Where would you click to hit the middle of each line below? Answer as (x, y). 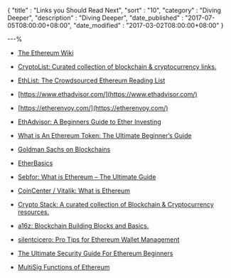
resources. (33, 212)
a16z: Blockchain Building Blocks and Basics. (83, 226)
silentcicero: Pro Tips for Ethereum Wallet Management (98, 240)
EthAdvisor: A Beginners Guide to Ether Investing (89, 122)
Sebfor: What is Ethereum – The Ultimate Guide (87, 177)
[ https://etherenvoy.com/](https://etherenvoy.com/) (93, 108)
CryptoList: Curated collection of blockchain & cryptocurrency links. (117, 66)
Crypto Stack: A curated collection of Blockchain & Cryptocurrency (116, 204)
